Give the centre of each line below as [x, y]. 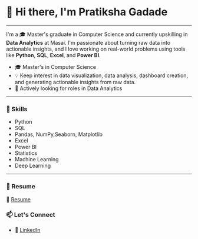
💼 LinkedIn [27, 230]
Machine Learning [37, 160]
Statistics [26, 153]
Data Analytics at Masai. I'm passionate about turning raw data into [88, 42]
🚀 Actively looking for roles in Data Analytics [68, 88]
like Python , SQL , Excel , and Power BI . [54, 55]
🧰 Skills [17, 109]
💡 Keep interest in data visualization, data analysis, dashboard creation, [101, 75]
